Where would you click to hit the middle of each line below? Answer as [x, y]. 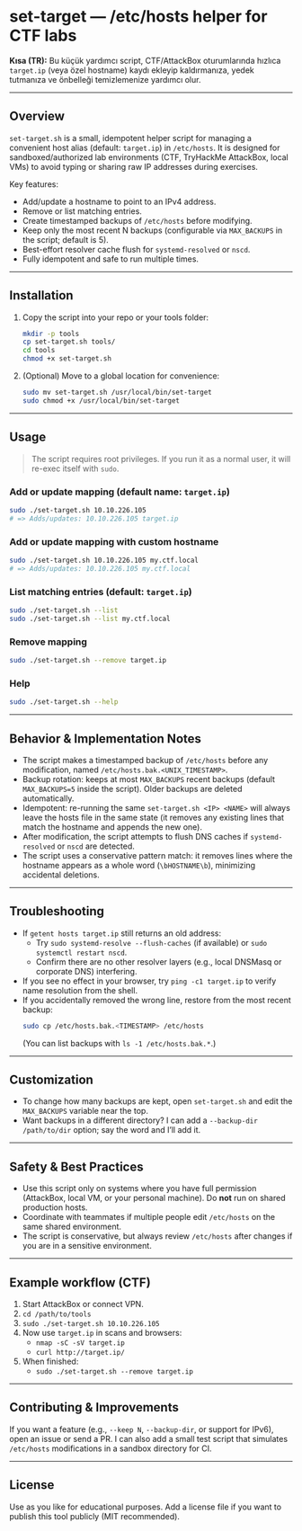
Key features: [34, 184]
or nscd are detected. [96, 846]
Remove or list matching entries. [82, 211]
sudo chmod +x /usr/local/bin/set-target [101, 401]
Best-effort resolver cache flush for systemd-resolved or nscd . [136, 249]
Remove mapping [49, 642]
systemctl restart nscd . [81, 952]
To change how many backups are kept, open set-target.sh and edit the [157, 1101]
